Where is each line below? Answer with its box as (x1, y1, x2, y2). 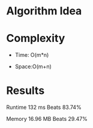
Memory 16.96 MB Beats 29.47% (6, 115, 88, 123)
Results (6, 84, 45, 97)
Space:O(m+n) (14, 63, 52, 70)
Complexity (6, 32, 65, 45)
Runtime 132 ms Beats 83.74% (6, 103, 82, 111)
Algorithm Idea (6, 4, 82, 18)
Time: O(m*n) (14, 51, 49, 59)
